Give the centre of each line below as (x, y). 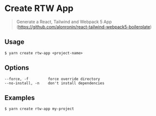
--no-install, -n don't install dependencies (55, 83)
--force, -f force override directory (52, 79)
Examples (20, 97)
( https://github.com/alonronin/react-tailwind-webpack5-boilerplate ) (84, 26)
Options (17, 68)
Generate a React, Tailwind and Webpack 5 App (64, 22)
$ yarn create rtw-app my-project (39, 109)
